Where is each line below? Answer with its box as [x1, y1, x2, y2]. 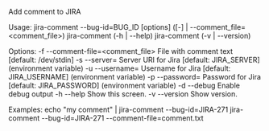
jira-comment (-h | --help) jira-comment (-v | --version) [67, 31, 251, 40]
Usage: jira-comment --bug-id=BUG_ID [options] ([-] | [8, 23, 188, 31]
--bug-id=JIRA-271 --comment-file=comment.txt [41, 113, 204, 123]
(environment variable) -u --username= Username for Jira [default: [8, 63, 231, 73]
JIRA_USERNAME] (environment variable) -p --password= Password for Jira [8, 72, 262, 81]
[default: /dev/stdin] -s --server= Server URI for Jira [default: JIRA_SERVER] [8, 55, 260, 64]
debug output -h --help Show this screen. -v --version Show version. [8, 89, 238, 99]
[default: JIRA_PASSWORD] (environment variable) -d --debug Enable [8, 80, 240, 90]
